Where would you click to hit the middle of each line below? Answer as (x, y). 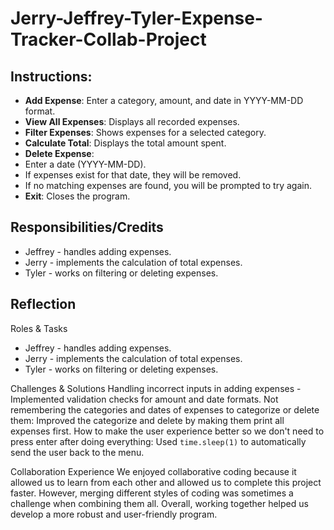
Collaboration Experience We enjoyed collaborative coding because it (153, 471)
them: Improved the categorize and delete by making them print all (147, 420)
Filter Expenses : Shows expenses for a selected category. (145, 132)
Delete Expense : (59, 153)
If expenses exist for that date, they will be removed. (133, 175)
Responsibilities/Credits (87, 227)
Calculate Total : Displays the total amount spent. (125, 143)
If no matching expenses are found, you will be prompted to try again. (168, 185)
